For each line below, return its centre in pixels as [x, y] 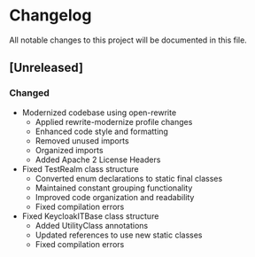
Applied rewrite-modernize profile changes [114, 121]
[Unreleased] [46, 68]
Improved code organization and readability [115, 197]
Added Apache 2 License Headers [98, 160]
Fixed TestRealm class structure [80, 168]
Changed [30, 93]
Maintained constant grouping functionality [114, 188]
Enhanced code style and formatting [101, 131]
